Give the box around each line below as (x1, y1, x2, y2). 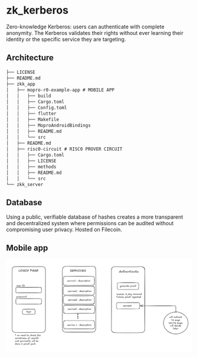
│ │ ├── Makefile (6, 116, 60, 122)
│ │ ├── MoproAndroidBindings (6, 122, 91, 128)
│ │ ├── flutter (6, 111, 57, 116)
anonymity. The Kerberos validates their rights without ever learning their (6, 29, 184, 36)
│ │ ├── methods (6, 164, 57, 170)
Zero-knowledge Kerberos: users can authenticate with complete (6, 23, 165, 30)
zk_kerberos (6, 4, 69, 17)
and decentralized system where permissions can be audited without (6, 219, 174, 226)
